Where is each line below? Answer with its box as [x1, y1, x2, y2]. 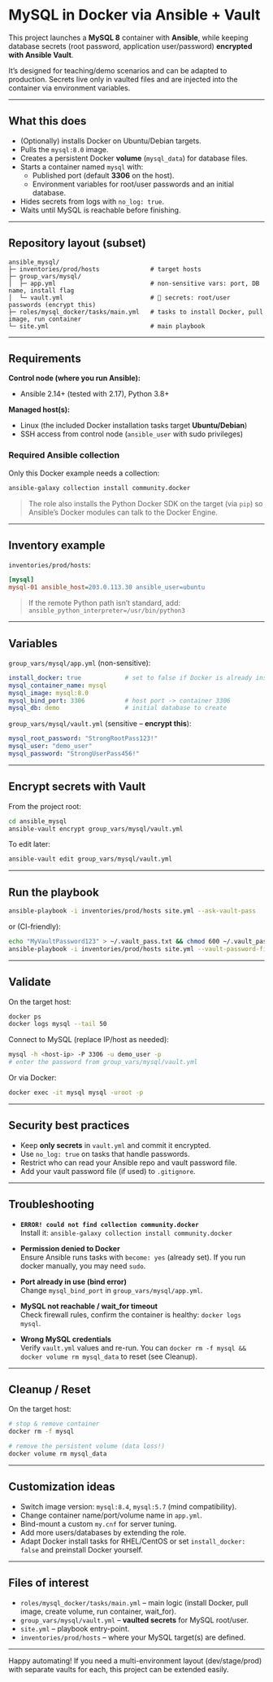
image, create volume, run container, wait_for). [19, 1606, 177, 1616]
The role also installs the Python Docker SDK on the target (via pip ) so [28, 498, 263, 508]
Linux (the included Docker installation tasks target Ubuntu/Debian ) [19, 421, 248, 431]
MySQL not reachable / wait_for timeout [19, 1301, 158, 1311]
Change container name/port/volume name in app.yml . [19, 1510, 203, 1520]
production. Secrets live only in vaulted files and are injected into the [8, 74, 238, 84]
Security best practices [8, 1119, 130, 1132]
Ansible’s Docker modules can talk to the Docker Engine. [28, 507, 218, 517]
